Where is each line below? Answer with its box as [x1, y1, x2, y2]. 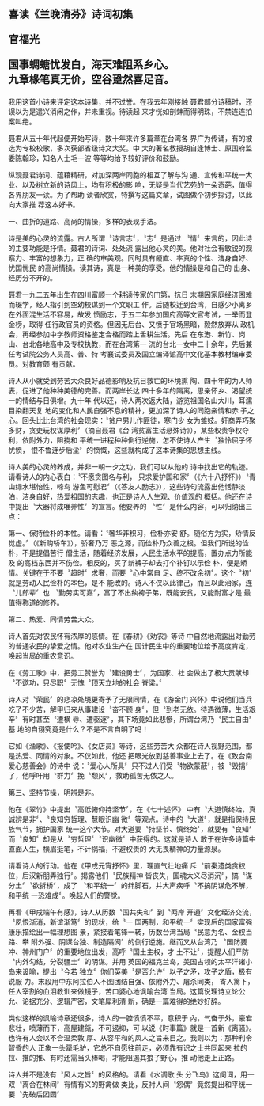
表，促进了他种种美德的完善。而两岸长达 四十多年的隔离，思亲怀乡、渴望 [8, 386, 246, 396]
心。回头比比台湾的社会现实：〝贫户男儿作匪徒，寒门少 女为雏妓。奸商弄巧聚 [8, 416, 256, 425]
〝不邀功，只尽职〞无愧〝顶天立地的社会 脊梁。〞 [8, 678, 166, 687]
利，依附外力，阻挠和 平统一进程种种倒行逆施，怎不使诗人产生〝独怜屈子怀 [8, 435, 253, 445]
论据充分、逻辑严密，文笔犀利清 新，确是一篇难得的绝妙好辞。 [21, 997, 225, 1006]
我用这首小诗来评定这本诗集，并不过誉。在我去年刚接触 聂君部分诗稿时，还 [8, 97, 253, 107]
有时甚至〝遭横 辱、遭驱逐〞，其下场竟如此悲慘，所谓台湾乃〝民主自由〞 [21, 715, 256, 724]
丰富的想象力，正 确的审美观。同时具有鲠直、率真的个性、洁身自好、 [28, 253, 253, 263]
